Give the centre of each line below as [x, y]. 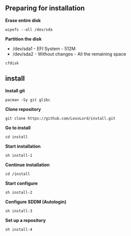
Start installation [23, 146]
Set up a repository [26, 220]
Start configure [22, 183]
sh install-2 [19, 192]
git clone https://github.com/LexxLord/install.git [60, 118]
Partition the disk [23, 39]
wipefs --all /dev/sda [29, 30]
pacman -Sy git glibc [28, 100]
